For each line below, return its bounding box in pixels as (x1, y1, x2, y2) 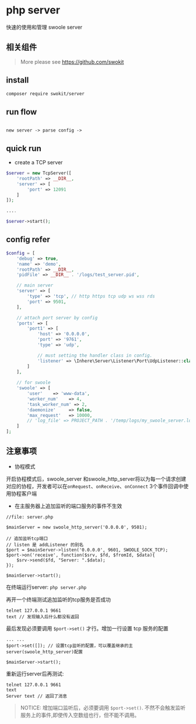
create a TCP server (14, 159, 63, 166)
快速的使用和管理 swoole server (6, 23, 83, 30)
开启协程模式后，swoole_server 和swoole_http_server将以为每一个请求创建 (6, 475, 187, 482)
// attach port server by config (16, 315, 98, 320)
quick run (6, 143, 42, 153)
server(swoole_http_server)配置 (6, 649, 83, 655)
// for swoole (16, 380, 51, 386)
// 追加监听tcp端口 (6, 536, 48, 542)
